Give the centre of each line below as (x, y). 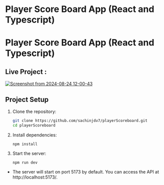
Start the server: (29, 153)
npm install (25, 144)
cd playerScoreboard (34, 125)
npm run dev (25, 162)
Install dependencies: (35, 135)
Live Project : (26, 72)
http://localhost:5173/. (35, 177)
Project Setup (27, 99)
